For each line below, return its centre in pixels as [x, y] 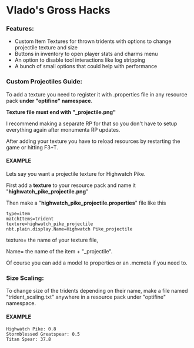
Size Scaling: [25, 278]
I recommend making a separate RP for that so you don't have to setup [92, 123]
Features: [20, 29]
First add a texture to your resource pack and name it [71, 185]
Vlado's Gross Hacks [58, 10]
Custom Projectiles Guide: [44, 82]
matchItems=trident [30, 219]
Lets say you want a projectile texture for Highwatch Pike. [76, 173]
